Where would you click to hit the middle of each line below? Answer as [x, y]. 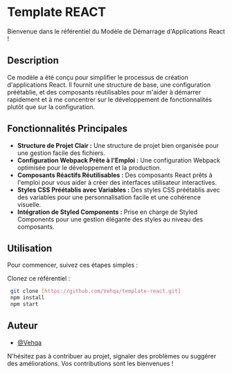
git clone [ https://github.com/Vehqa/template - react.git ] [96, 291]
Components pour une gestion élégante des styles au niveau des [110, 219]
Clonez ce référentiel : [39, 279]
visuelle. [29, 204]
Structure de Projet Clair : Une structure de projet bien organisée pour [118, 145]
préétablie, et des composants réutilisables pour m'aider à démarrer [104, 92]
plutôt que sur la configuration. [51, 107]
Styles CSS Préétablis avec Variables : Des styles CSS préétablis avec [118, 190]
